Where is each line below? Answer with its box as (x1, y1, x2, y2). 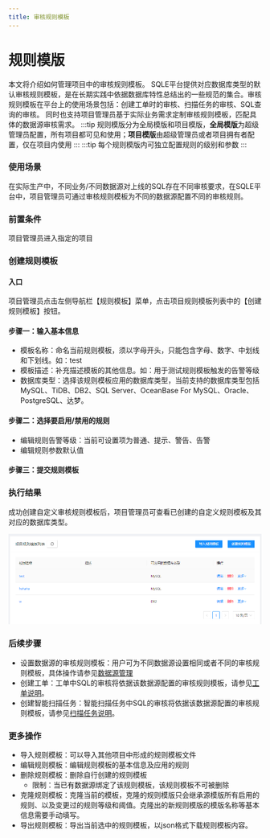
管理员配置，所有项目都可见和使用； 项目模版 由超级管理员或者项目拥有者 (8, 129, 247, 139)
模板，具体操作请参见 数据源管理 (27, 668, 133, 677)
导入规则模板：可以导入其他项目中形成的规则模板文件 (19, 750, 197, 760)
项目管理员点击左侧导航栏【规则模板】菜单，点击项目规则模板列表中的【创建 (8, 296, 262, 306)
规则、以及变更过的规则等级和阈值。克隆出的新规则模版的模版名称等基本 (19, 800, 260, 810)
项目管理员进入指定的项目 (8, 233, 93, 243)
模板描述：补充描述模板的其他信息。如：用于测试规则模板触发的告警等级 (19, 366, 260, 376)
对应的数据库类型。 (8, 517, 72, 527)
